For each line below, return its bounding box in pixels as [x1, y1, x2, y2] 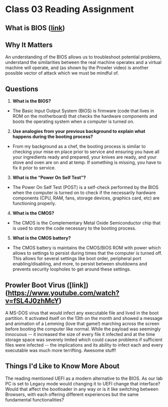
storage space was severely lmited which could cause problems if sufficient [5, 336, 162, 343]
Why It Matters [5, 40, 53, 49]
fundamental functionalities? [5, 396, 64, 402]
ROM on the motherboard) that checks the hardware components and [12, 113, 157, 119]
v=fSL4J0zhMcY [5, 296, 59, 305]
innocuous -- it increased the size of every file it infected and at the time [5, 331, 155, 337]
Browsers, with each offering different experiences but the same [5, 391, 139, 397]
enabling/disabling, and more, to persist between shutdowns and [12, 261, 147, 267]
